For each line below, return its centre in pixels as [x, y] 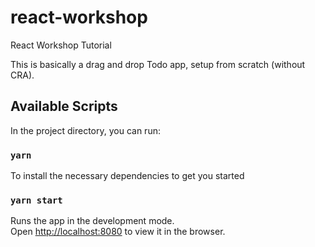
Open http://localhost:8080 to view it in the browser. [118, 232]
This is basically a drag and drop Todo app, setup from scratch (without [158, 64]
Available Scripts [64, 106]
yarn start [36, 200]
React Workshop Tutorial [61, 45]
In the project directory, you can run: [85, 130]
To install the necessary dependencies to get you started [127, 176]
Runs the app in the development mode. [92, 221]
